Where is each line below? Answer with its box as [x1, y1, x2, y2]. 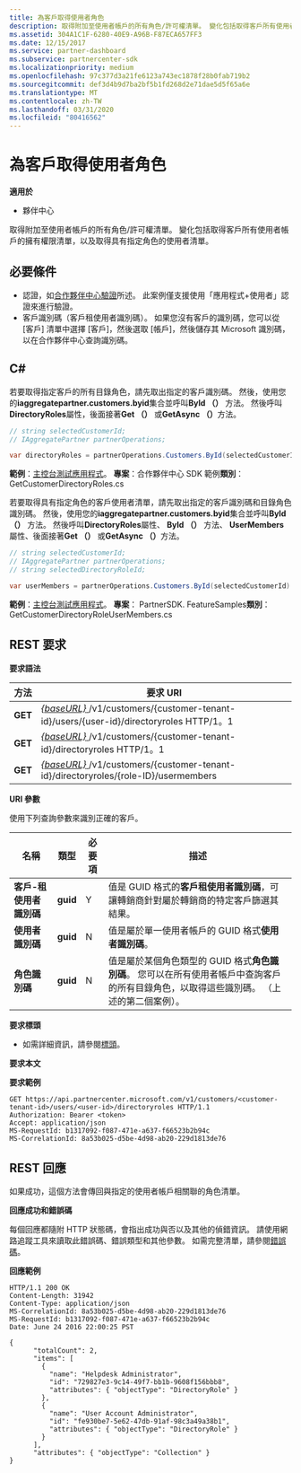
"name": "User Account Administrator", [48, 1409, 199, 1418]
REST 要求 [9, 637, 67, 653]
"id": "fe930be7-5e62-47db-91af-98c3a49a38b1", [48, 1417, 230, 1426]
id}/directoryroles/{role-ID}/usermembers [40, 769, 218, 782]
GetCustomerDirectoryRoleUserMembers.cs [9, 609, 173, 619]
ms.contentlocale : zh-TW [9, 96, 102, 106]
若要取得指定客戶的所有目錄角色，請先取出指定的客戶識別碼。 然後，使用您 [9, 386, 287, 397]
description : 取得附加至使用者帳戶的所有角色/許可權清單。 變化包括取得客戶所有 [9, 22, 277, 31]
